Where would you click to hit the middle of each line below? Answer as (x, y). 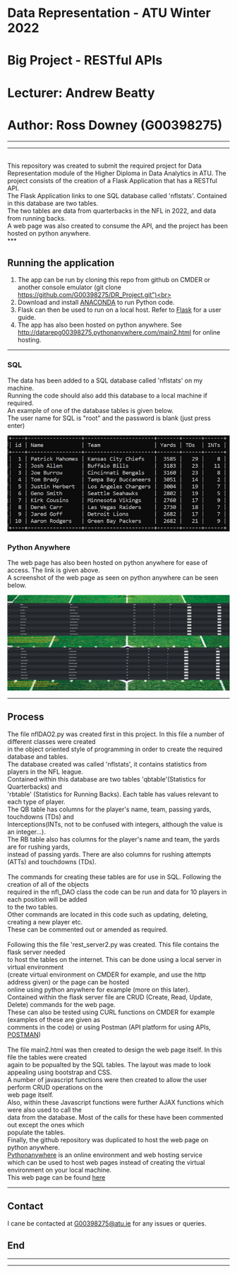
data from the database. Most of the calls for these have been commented (115, 1117)
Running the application (61, 263)
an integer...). (26, 832)
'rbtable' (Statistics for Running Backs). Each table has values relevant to (113, 794)
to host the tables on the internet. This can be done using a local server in (115, 959)
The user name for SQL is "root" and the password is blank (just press (109, 418)
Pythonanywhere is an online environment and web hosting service (105, 1155)
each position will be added (47, 899)
